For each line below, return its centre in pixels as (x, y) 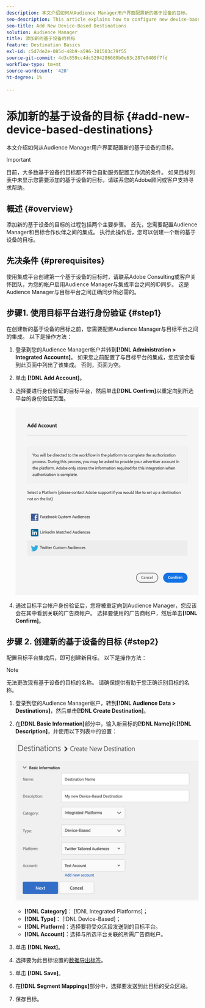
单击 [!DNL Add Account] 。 (50, 378)
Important (19, 160)
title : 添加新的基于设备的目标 (41, 39)
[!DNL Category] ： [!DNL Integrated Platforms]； (86, 911)
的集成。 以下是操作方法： (39, 336)
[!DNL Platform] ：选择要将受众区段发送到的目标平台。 (92, 926)
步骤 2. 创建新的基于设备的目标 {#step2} (83, 642)
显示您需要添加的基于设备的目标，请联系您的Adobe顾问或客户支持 (106, 180)
